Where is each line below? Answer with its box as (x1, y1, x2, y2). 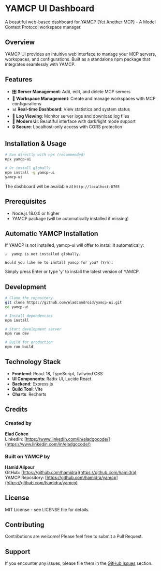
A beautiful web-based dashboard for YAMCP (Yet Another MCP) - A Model (5, 19, 156, 25)
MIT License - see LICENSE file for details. (5, 507, 89, 512)
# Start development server (5, 327, 62, 332)
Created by (5, 420, 32, 427)
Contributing (5, 521, 44, 529)
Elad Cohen (5, 431, 29, 437)
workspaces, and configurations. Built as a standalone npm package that (5, 56, 150, 62)
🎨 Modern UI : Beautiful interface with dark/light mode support (12, 118, 136, 124)
